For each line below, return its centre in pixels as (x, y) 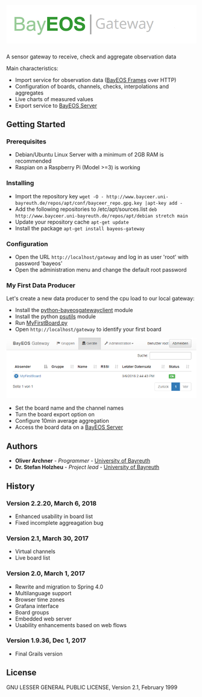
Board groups (32, 612)
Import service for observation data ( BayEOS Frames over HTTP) (96, 80)
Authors (22, 446)
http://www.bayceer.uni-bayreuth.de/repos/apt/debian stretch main (101, 216)
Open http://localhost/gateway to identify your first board (88, 330)
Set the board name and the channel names (69, 408)
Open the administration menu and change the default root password (101, 269)
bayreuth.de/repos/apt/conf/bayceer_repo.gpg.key (79, 203)
